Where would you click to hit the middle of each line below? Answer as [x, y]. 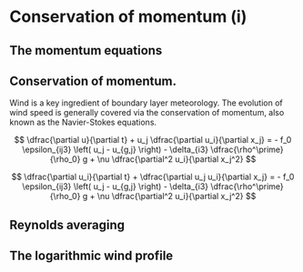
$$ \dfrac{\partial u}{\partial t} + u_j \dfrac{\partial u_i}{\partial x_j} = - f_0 [153, 140]
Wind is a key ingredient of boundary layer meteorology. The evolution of [146, 103]
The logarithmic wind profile [91, 256]
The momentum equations [86, 50]
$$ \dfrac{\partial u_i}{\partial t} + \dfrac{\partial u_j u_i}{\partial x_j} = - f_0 [153, 177]
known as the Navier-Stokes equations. [83, 122]
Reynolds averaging [67, 225]
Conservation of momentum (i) [128, 17]
